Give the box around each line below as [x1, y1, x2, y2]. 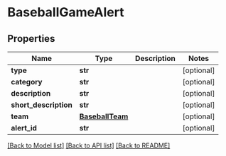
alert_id [11, 123, 38, 133]
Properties [7, 33, 55, 45]
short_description [11, 100, 73, 110]
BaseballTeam [79, 111, 129, 121]
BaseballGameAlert [7, 4, 124, 21]
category [11, 77, 43, 87]
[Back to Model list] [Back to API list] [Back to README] [7, 141, 171, 150]
